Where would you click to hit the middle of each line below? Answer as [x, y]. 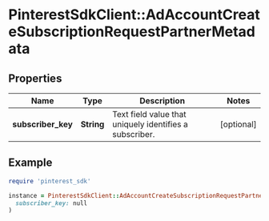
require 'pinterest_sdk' [50, 181]
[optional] [238, 124]
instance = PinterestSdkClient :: [64, 195]
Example [30, 163]
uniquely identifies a [150, 124]
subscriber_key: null [52, 203]
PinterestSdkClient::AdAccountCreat [134, 15]
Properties [35, 78]
